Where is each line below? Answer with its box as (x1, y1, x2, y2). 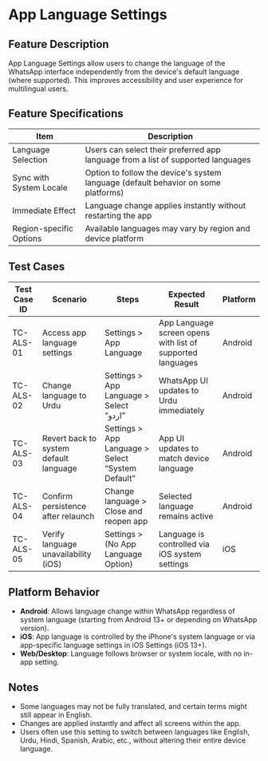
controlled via (158, 538, 210, 550)
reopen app (104, 515, 148, 526)
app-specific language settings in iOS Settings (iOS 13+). (19, 641, 207, 650)
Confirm (41, 491, 73, 502)
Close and (104, 505, 143, 516)
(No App (104, 538, 137, 550)
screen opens (158, 327, 211, 338)
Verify (41, 528, 65, 539)
